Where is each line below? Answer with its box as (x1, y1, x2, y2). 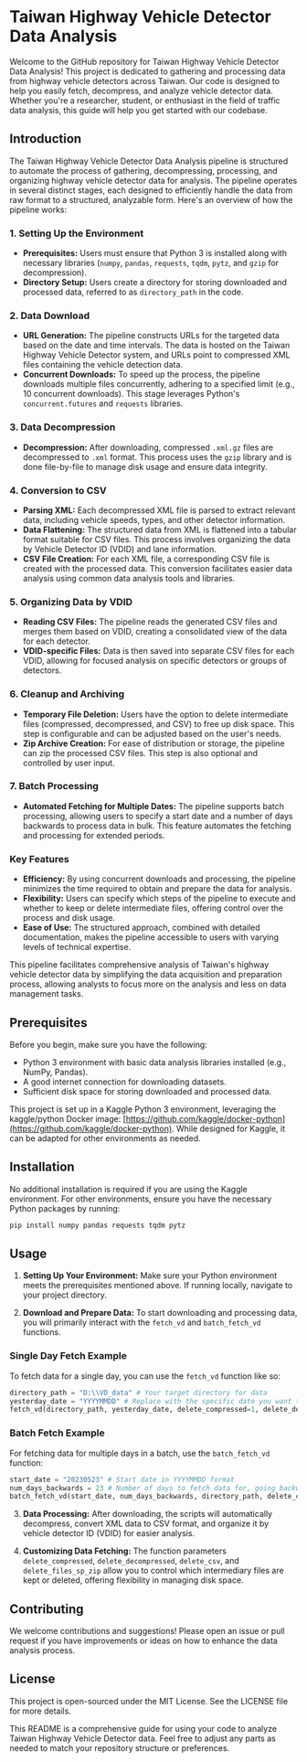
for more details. (9, 1705, 71, 1716)
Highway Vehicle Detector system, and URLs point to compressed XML (22, 349, 291, 360)
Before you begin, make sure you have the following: (9, 1039, 207, 1050)
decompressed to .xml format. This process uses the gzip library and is (22, 451, 292, 463)
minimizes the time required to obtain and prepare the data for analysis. (22, 883, 292, 894)
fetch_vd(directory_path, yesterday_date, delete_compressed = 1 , (9, 1405, 259, 1415)
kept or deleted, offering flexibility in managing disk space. (22, 1575, 244, 1586)
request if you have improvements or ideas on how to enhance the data (9, 1635, 279, 1647)
